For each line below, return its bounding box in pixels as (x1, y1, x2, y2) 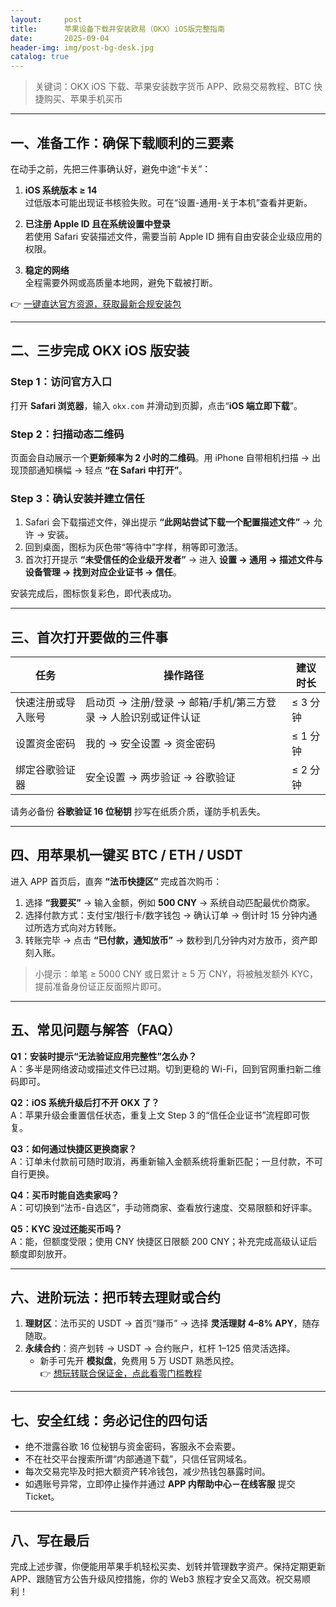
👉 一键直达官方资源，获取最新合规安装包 (10, 297, 182, 310)
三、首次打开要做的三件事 (10, 629, 168, 646)
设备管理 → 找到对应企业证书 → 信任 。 (24, 566, 182, 578)
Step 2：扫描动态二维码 (10, 427, 125, 441)
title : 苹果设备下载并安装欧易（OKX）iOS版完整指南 (10, 24, 225, 34)
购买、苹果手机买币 (43, 93, 123, 105)
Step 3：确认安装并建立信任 (10, 491, 145, 505)
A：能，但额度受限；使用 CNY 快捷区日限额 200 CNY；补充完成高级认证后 (10, 1235, 318, 1247)
